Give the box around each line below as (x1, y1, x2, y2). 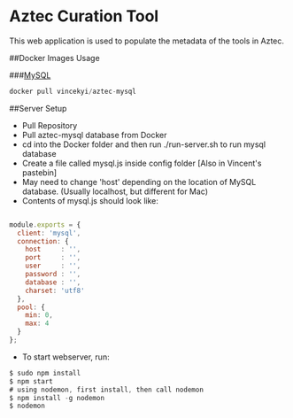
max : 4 (25, 319, 50, 329)
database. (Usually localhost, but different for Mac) (21, 186, 209, 197)
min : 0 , (25, 311, 53, 320)
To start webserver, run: (21, 352, 110, 362)
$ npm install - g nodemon (9, 393, 104, 402)
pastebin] (21, 166, 58, 178)
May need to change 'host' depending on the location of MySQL (21, 176, 257, 187)
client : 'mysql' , (17, 228, 81, 237)
